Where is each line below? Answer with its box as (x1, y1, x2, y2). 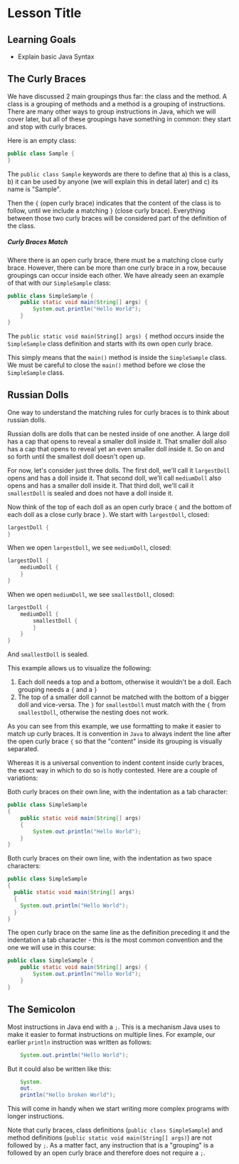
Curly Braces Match (7, 238, 68, 246)
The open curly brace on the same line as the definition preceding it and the (7, 928, 230, 937)
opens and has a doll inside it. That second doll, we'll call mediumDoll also (7, 473, 222, 482)
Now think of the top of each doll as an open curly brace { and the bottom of (7, 502, 232, 511)
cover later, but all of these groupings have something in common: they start (7, 114, 231, 123)
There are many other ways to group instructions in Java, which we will (7, 107, 216, 116)
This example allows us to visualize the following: (7, 664, 152, 673)
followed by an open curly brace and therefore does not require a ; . (7, 1148, 206, 1158)
